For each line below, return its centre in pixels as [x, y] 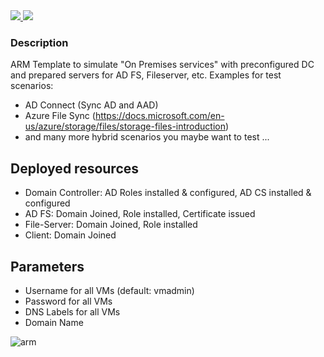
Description [39, 42]
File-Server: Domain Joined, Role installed [111, 225]
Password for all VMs [68, 301]
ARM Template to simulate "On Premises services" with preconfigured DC [162, 65]
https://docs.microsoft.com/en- [159, 116]
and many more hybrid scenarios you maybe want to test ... [147, 137]
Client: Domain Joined [70, 235]
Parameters [47, 266]
